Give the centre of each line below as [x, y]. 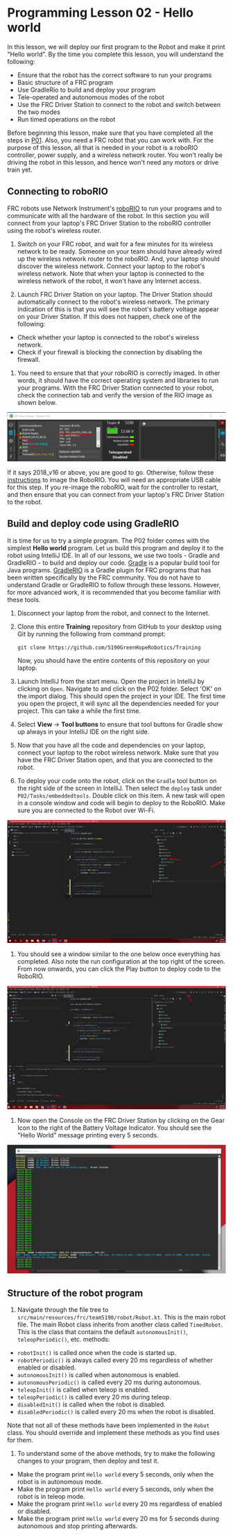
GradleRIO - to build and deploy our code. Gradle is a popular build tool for [114, 562]
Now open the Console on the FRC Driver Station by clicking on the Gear [121, 1121]
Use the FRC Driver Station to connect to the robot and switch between [119, 104]
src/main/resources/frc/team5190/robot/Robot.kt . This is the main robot [121, 1317]
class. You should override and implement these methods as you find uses [113, 1433]
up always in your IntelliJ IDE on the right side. [83, 732]
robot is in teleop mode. [51, 1497]
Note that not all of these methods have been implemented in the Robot [109, 1425]
